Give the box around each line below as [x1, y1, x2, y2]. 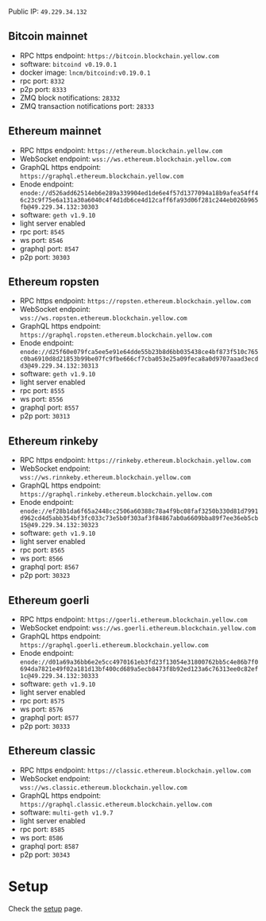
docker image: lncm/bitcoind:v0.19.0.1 [19, 67, 151, 77]
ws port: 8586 [19, 833, 64, 842]
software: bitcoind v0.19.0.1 [19, 59, 118, 68]
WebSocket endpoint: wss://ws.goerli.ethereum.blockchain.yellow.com [19, 623, 256, 633]
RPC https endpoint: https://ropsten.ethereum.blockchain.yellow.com [19, 296, 252, 306]
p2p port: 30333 [19, 722, 71, 731]
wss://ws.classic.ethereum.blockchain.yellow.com [19, 784, 188, 792]
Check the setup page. [8, 904, 83, 913]
